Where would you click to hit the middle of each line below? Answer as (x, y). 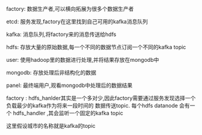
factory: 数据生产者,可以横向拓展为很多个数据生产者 (70, 9)
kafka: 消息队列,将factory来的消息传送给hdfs (61, 34)
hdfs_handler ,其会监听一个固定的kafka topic (68, 113)
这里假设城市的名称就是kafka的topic (51, 126)
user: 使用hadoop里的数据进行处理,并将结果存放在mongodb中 (83, 60)
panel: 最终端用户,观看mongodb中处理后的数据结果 (69, 85)
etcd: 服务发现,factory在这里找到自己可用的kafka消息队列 (77, 22)
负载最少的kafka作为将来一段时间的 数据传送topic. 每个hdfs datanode (92, 106)
